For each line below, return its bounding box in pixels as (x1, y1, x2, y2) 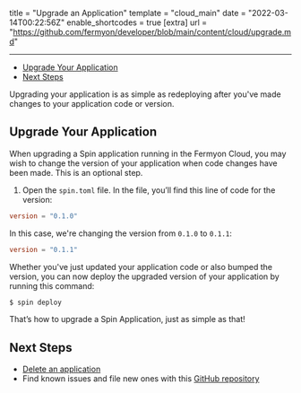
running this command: (9, 280, 95, 291)
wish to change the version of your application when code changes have (9, 157, 278, 169)
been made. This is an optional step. (9, 167, 143, 178)
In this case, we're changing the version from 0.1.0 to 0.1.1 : (9, 228, 233, 239)
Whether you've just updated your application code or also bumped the (9, 261, 273, 272)
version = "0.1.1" (9, 245, 78, 254)
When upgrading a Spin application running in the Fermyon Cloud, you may (9, 148, 287, 159)
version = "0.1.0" (9, 211, 78, 221)
